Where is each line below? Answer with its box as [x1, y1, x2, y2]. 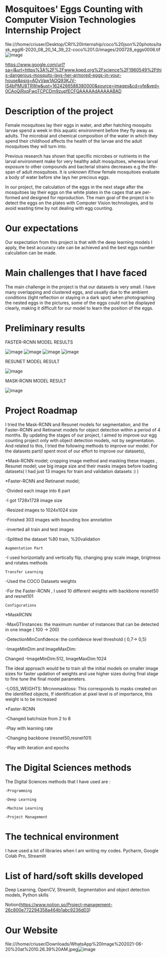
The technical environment [5, 831, 119, 842]
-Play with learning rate [5, 725, 53, 731]
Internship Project [5, 25, 81, 36]
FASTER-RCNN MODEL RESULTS [5, 339, 73, 345]
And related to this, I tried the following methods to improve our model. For [5, 443, 158, 449]
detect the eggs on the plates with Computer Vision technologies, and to [5, 200, 154, 206]
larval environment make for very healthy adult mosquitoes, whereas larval [5, 158, 158, 164]
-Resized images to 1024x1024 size [5, 507, 78, 513]
